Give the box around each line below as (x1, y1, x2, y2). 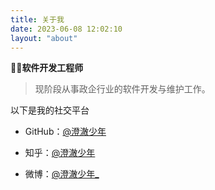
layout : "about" (10, 33, 78, 43)
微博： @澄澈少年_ (24, 168, 100, 180)
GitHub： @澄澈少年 (24, 126, 107, 138)
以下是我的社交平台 (10, 104, 90, 116)
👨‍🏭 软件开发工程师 (10, 62, 84, 74)
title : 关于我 (10, 14, 65, 25)
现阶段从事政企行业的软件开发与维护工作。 (34, 83, 211, 95)
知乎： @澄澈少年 (24, 147, 96, 159)
